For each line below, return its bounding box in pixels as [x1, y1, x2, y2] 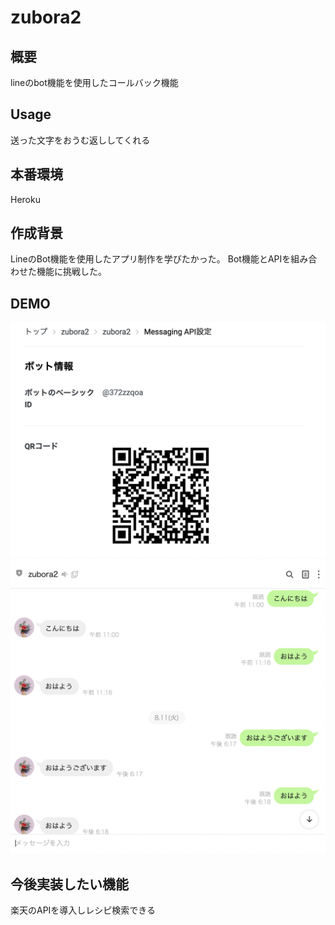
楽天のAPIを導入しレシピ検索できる [10, 904, 157, 916]
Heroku [10, 193, 41, 205]
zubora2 [10, 6, 82, 29]
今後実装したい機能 [10, 876, 129, 893]
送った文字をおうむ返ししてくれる [10, 134, 151, 146]
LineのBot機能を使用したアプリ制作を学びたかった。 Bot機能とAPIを [10, 253, 292, 265]
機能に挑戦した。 [36, 266, 107, 278]
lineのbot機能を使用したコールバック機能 [10, 77, 179, 88]
